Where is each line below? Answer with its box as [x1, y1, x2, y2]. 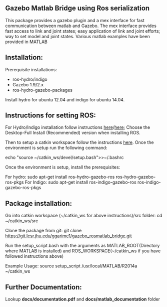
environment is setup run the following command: [5, 145, 107, 151]
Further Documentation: [5, 283, 82, 291]
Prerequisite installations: [5, 66, 57, 72]
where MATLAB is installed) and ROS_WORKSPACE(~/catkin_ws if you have [5, 248, 161, 254]
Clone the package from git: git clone [5, 228, 82, 234]
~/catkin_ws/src [5, 218, 38, 224]
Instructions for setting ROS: [5, 111, 96, 120]
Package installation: [5, 199, 72, 208]
